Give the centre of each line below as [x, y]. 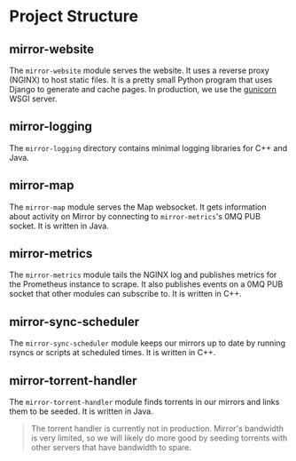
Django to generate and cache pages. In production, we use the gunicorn [143, 89]
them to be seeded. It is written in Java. [81, 411]
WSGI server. [33, 99]
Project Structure [74, 16]
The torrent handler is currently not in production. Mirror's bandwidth [157, 429]
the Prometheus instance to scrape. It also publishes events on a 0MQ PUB [146, 284]
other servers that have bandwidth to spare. [111, 448]
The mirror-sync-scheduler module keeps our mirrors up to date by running [148, 343]
